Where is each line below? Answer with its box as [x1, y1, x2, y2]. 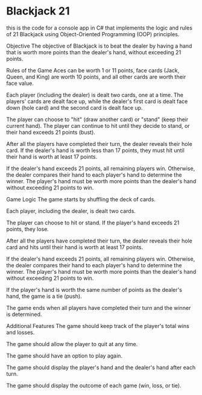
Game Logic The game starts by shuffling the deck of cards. [6, 195, 156, 203]
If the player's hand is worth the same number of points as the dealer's [6, 286, 183, 293]
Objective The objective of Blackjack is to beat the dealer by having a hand [6, 42, 192, 49]
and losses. [6, 329, 35, 336]
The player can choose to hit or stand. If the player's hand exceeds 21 [6, 219, 180, 226]
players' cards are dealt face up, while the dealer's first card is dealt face [6, 98, 188, 105]
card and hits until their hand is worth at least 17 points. [6, 243, 144, 251]
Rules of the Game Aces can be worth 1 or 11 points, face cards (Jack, [6, 66, 180, 74]
